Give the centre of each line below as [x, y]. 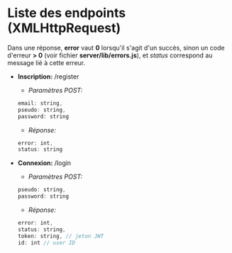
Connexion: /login [44, 163]
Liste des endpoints [67, 13]
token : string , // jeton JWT [61, 236]
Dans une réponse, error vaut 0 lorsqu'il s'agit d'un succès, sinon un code [116, 47]
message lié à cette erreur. [46, 62]
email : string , [40, 103]
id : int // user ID [46, 242]
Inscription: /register [48, 77]
